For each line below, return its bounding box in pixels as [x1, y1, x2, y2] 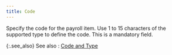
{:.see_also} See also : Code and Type [6, 42, 98, 49]
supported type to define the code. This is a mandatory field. [6, 30, 153, 38]
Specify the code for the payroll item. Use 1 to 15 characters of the [6, 25, 166, 32]
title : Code [6, 8, 35, 15]
